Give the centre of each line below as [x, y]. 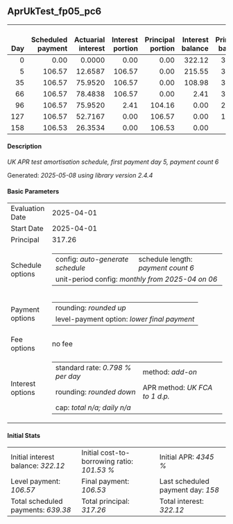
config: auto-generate [92, 260]
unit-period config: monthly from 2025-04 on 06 [136, 279]
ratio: [125, 462]
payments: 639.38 [41, 510]
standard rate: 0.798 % [93, 368]
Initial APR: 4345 [187, 457]
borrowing [98, 462]
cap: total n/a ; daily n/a [93, 407]
